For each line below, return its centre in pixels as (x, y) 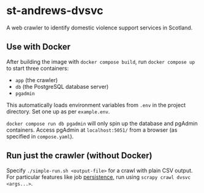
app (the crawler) (36, 80)
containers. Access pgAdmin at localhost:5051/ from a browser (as (92, 130)
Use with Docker (39, 47)
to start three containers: (38, 68)
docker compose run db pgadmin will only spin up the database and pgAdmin (102, 123)
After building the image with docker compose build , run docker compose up (100, 61)
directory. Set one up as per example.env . (58, 112)
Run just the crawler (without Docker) (79, 156)
